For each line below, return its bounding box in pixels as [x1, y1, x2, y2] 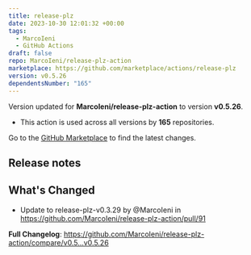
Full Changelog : [8, 229, 62, 239]
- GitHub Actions [15, 42, 74, 50]
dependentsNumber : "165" [8, 79, 92, 87]
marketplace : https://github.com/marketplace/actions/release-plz [8, 65, 236, 73]
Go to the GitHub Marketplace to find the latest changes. [8, 132, 196, 142]
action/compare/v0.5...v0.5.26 [8, 237, 109, 247]
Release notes [8, 156, 82, 169]
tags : [8, 27, 27, 35]
